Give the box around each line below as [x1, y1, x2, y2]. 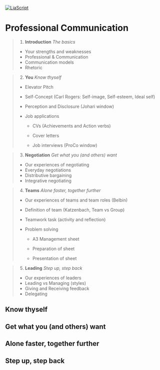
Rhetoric [24, 64, 42, 70]
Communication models [24, 59, 74, 65]
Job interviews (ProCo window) [32, 142, 97, 148]
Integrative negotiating [24, 177, 71, 183]
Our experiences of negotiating [24, 161, 89, 167]
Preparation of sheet [32, 246, 75, 252]
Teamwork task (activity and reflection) [24, 216, 106, 223]
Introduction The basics [24, 39, 75, 45]
